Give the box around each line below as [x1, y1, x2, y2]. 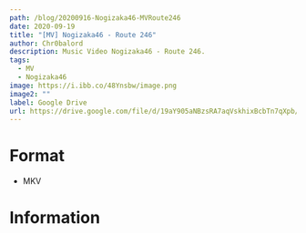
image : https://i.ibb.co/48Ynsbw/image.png [9, 81, 178, 90]
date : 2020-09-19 [9, 22, 76, 31]
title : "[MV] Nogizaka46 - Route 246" [9, 30, 157, 39]
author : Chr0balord [9, 38, 84, 48]
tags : [9, 56, 30, 65]
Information [9, 208, 100, 228]
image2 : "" [9, 89, 51, 98]
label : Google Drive [9, 97, 88, 107]
